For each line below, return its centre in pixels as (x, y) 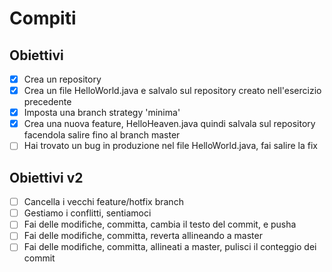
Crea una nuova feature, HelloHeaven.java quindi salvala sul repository (169, 124)
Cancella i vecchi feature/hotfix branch (103, 202)
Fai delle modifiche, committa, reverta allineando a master (143, 236)
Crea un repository (62, 79)
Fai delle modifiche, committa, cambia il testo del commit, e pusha (160, 224)
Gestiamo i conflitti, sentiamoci (87, 213)
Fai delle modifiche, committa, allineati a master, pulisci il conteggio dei (170, 247)
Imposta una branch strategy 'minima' (102, 113)
